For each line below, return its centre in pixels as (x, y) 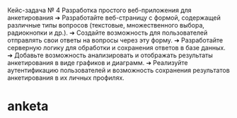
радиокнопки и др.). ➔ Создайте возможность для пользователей (108, 33)
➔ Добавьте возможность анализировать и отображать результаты (110, 55)
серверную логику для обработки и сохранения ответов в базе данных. (117, 48)
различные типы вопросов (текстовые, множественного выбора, (106, 25)
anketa (28, 106)
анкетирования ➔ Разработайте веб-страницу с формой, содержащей (114, 18)
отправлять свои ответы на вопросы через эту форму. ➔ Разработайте (115, 40)
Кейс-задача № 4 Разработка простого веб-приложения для (100, 10)
